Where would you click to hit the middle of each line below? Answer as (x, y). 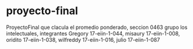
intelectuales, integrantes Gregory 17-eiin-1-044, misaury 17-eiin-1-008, (93, 33)
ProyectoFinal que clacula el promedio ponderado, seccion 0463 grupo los (97, 27)
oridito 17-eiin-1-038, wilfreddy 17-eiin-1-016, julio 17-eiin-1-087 (83, 40)
